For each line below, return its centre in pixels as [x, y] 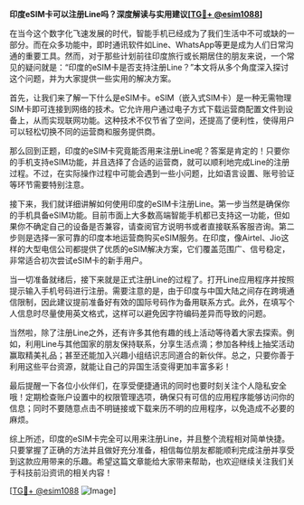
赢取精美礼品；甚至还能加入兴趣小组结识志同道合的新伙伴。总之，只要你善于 [152, 355]
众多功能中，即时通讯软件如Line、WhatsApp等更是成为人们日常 [167, 45]
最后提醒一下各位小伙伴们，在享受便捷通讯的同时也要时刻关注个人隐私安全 [148, 386]
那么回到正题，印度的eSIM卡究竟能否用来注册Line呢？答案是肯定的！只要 [146, 151]
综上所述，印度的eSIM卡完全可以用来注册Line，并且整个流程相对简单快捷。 [150, 439]
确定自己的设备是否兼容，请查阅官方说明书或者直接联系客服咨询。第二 [164, 226]
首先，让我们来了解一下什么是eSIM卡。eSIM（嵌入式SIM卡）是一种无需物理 [151, 98]
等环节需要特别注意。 [49, 185]
